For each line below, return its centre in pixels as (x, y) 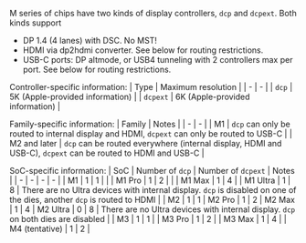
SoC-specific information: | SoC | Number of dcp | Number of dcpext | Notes (152, 171)
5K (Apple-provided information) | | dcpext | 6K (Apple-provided (130, 96)
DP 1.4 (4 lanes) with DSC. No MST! (90, 40)
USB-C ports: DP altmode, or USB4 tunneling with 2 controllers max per (158, 60)
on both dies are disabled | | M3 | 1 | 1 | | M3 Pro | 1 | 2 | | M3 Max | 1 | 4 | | (148, 219)
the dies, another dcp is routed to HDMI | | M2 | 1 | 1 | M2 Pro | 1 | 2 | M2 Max (152, 200)
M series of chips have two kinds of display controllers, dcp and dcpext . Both (153, 13)
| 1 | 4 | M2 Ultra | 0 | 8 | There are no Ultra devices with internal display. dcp (152, 209)
